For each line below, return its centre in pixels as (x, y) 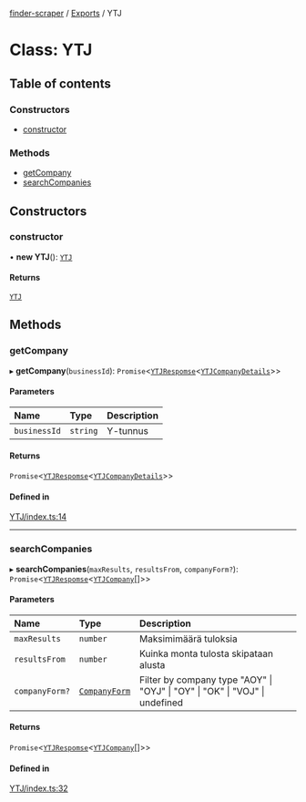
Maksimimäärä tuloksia (189, 639)
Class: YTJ (51, 50)
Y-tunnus (127, 430)
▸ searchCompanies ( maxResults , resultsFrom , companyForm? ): (124, 569)
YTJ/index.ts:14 (38, 517)
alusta (153, 664)
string (84, 431)
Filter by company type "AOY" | (206, 680)
